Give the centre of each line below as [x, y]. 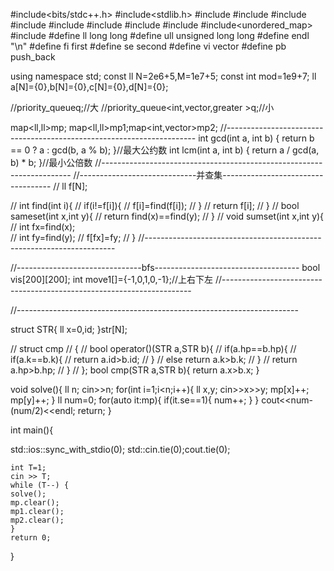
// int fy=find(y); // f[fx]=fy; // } [73, 237]
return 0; [31, 538]
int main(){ [32, 430]
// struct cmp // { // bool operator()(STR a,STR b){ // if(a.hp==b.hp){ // [153, 348]
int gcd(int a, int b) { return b [256, 138]
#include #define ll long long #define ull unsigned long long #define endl [160, 35]
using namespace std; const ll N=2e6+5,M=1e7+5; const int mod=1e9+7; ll [163, 76]
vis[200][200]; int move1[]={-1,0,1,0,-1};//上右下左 [112, 279]
